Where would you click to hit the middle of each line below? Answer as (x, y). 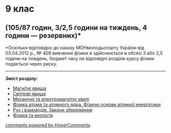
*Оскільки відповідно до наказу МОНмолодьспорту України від (75, 48)
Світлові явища (29, 94)
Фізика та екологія (33, 115)
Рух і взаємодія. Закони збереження (52, 110)
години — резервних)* (43, 35)
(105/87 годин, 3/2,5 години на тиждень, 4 (76, 28)
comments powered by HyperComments (48, 125)
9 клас (20, 9)
